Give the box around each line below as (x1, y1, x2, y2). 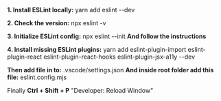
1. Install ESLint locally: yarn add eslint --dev (7, 6, 135, 14)
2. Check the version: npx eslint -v (7, 19, 106, 27)
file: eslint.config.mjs (7, 73, 67, 81)
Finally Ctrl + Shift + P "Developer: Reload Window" (7, 87, 154, 94)
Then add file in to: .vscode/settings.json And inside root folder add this (7, 66, 214, 74)
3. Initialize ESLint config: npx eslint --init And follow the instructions (7, 32, 207, 40)
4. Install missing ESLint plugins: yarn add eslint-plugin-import (7, 46, 187, 53)
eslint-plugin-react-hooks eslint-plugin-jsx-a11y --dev (43, 53, 196, 61)
